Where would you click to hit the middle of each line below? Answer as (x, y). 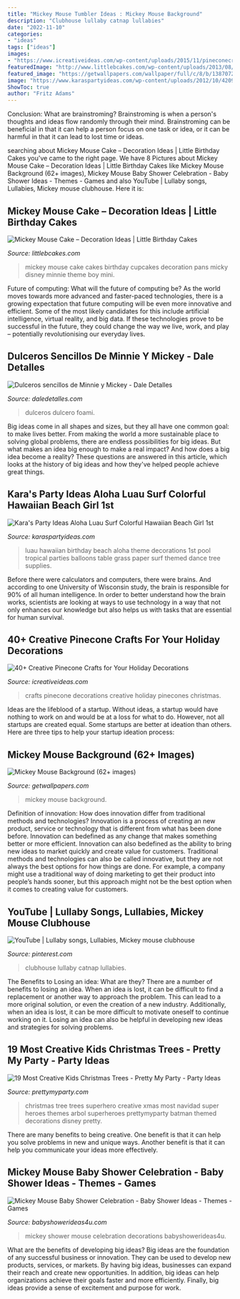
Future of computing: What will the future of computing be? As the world (114, 288)
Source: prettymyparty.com (48, 1092)
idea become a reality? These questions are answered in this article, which (117, 456)
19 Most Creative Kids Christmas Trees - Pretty (114, 1049)
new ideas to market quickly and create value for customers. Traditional (113, 851)
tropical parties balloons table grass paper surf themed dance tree (122, 558)
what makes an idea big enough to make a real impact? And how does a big (119, 449)
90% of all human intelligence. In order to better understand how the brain (117, 594)
